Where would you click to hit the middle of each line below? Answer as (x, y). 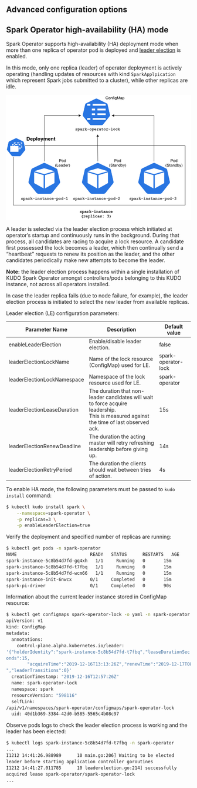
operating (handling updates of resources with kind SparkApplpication (91, 74)
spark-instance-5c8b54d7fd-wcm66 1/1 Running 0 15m (89, 573)
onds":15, (18, 658)
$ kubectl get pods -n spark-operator (53, 548)
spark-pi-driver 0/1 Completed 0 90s (89, 585)
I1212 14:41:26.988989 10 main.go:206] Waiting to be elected (90, 756)
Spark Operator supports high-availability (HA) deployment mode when (92, 44)
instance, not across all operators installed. (58, 284)
